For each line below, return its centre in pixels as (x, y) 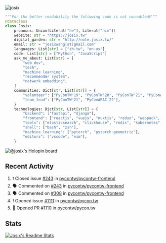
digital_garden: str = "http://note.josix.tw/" (64, 40)
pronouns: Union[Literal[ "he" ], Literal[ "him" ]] (65, 30)
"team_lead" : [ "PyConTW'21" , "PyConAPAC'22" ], (72, 100)
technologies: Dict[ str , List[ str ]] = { (56, 109)
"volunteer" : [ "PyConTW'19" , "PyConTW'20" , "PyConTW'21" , (84, 95)
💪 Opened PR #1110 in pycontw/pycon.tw (54, 208)
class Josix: (19, 26)
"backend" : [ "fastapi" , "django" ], (60, 114)
